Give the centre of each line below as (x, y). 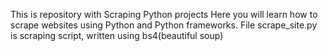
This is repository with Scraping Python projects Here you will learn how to (164, 14)
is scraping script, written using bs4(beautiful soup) (117, 35)
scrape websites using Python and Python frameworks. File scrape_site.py (164, 25)
